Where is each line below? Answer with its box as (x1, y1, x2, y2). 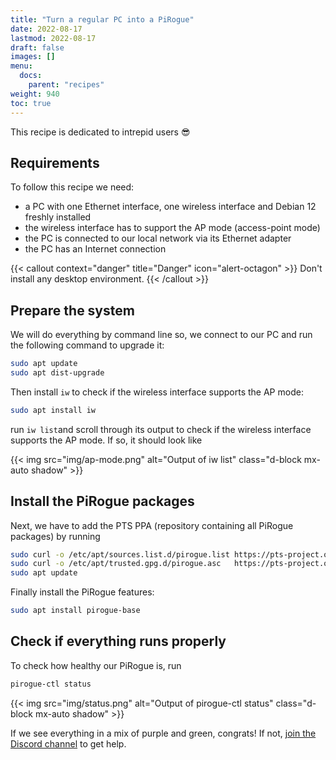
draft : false (10, 42, 65, 53)
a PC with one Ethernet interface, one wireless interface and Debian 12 (24, 201, 317, 213)
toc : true (10, 98, 52, 108)
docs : (19, 71, 43, 81)
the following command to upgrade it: (10, 339, 165, 351)
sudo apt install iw (10, 405, 97, 415)
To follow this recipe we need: (10, 181, 135, 193)
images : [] (10, 52, 56, 62)
